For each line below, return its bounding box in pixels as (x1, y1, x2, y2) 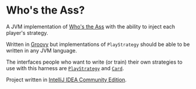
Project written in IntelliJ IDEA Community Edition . (6, 76, 127, 83)
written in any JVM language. (6, 47, 78, 54)
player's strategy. (6, 29, 48, 36)
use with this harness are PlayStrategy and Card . (6, 64, 124, 71)
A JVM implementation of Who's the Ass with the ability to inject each (6, 23, 175, 30)
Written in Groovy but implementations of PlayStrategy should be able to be (6, 41, 190, 48)
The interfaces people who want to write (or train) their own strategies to (6, 58, 182, 65)
